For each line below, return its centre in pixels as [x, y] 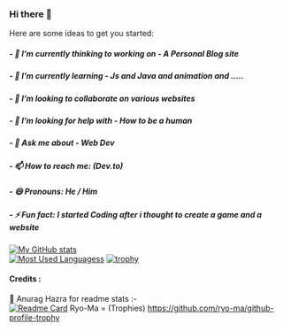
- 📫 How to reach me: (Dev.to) [66, 165]
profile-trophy [34, 318]
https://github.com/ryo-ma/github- [210, 308]
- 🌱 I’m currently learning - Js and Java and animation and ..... [127, 76]
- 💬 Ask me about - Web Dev [62, 143]
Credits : [25, 279]
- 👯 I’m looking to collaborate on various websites [103, 98]
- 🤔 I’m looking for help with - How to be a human [101, 121]
